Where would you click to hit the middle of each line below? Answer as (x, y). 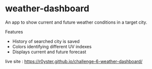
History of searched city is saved (46, 41)
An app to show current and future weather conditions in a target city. (76, 22)
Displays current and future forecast (49, 52)
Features (14, 32)
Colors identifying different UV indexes (52, 46)
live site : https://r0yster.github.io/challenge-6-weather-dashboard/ (74, 61)
